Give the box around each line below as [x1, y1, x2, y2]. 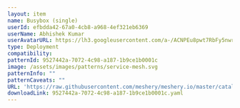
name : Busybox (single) [7, 17, 79, 24]
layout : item [7, 10, 46, 18]
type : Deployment [7, 43, 59, 50]
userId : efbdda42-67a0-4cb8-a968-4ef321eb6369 [7, 23, 149, 31]
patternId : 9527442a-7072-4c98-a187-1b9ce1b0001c [7, 57, 159, 64]
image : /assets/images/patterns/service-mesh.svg [7, 63, 159, 70]
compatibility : [7, 50, 53, 58]
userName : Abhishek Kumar [7, 30, 84, 38]
